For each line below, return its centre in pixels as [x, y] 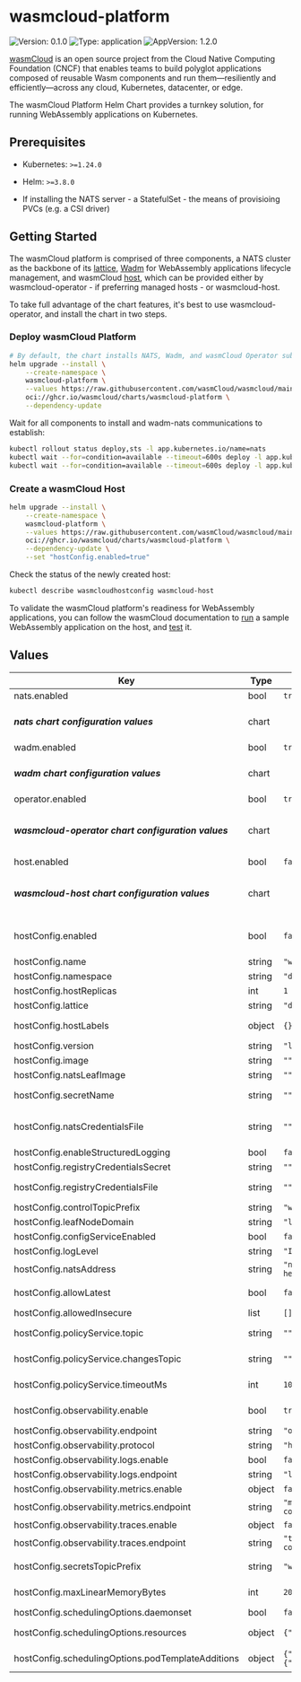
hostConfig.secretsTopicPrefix [77, 1566]
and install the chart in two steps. [106, 314]
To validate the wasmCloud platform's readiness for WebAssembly [132, 608]
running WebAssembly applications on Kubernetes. [104, 114]
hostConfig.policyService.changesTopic [98, 1359]
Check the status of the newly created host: [90, 574]
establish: [27, 432]
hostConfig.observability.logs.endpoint [95, 1474]
